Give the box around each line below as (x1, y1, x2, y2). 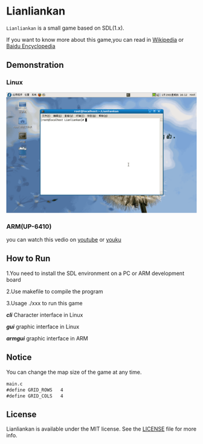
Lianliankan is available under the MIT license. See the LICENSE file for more (6, 425, 197, 432)
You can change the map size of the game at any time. (6, 368, 142, 376)
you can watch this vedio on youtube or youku (6, 236, 122, 243)
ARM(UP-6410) (6, 222, 52, 231)
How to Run (6, 253, 51, 264)
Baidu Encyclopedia (6, 42, 56, 50)
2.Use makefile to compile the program (6, 288, 104, 295)
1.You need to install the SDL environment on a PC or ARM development (6, 270, 184, 277)
